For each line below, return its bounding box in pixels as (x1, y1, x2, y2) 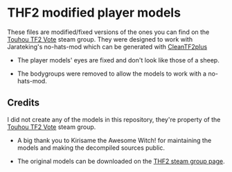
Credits (7, 97, 40, 109)
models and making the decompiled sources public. (17, 144, 165, 152)
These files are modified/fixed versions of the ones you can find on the (7, 28, 210, 36)
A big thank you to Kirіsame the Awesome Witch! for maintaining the (17, 136, 212, 144)
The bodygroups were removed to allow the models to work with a (17, 69, 206, 78)
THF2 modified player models (7, 5, 181, 21)
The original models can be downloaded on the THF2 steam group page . (17, 157, 225, 165)
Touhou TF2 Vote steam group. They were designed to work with (7, 35, 193, 43)
